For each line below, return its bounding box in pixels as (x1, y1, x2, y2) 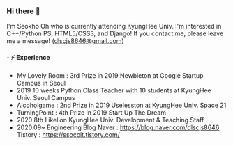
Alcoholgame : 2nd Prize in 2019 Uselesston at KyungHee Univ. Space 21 (16, 101, 227, 109)
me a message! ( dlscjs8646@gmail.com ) (6, 37, 124, 45)
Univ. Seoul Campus (16, 93, 75, 102)
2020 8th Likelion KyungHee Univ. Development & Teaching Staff (16, 115, 204, 124)
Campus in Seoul (16, 79, 66, 87)
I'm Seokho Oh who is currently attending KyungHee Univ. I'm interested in (6, 22, 222, 31)
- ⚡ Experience (6, 53, 50, 61)
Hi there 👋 (6, 6, 41, 16)
